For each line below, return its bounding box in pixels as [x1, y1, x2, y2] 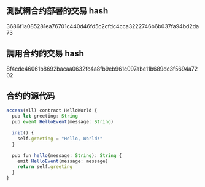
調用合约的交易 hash [6, 48, 85, 59]
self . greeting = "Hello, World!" [17, 135, 103, 142]
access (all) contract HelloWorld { [6, 107, 98, 113]
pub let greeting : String [12, 113, 79, 120]
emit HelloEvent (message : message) [17, 158, 109, 164]
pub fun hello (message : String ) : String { [12, 152, 122, 158]
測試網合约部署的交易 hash [6, 6, 109, 17]
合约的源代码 [6, 91, 55, 101]
